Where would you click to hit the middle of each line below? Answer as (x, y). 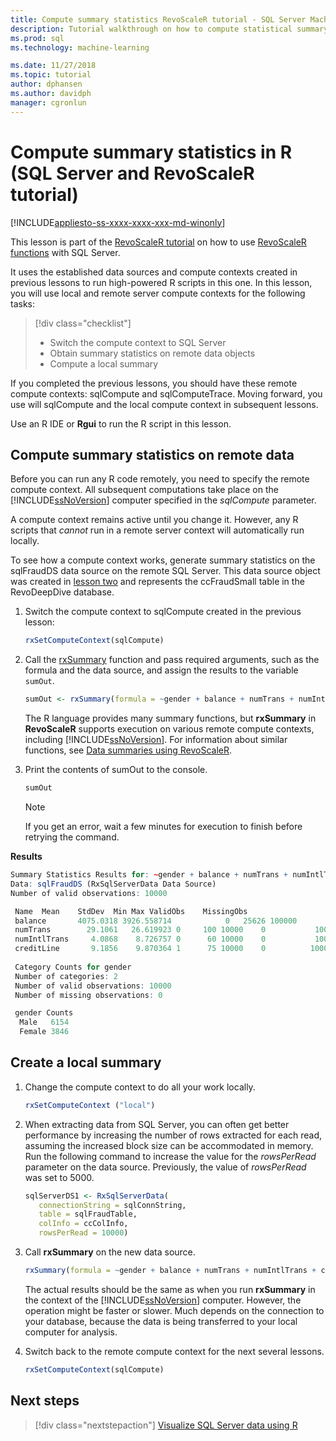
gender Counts (44, 1013)
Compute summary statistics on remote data (152, 454)
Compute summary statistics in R (151, 152)
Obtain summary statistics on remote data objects (152, 353)
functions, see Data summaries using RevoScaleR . (128, 750)
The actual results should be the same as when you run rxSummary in (170, 1289)
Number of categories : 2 (66, 976)
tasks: (23, 303)
